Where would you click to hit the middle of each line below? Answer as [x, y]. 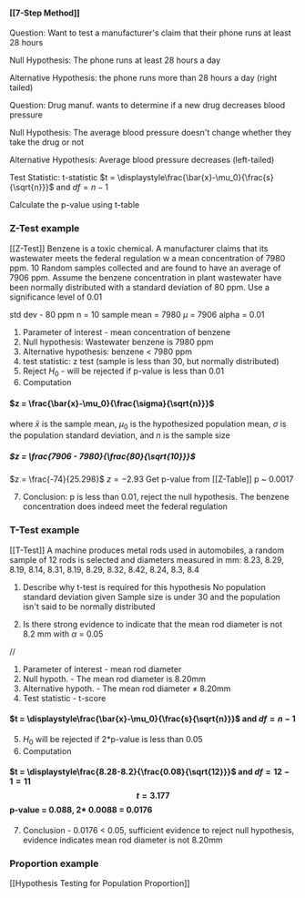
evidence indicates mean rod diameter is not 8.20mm [122, 840]
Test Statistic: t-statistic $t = [62, 178]
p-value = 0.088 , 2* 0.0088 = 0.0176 [81, 810]
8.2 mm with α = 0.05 [63, 634]
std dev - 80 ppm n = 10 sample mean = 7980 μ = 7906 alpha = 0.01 [137, 314]
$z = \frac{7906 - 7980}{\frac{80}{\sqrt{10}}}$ [102, 456]
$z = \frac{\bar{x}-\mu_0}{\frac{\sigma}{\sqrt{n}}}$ [112, 403]
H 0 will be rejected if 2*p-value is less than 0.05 [112, 740]
